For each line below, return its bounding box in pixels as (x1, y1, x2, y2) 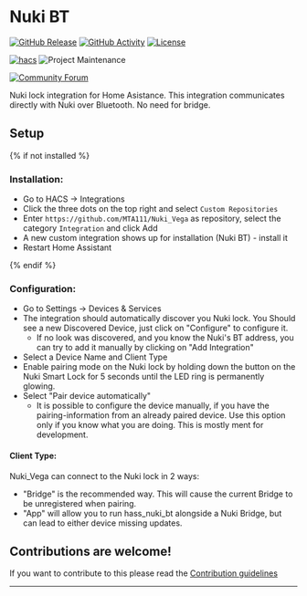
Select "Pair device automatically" (22, 391, 152, 402)
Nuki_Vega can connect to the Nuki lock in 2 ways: (9, 470, 199, 481)
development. (36, 429, 89, 440)
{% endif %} (9, 260, 57, 271)
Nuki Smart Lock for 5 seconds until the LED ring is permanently (22, 371, 265, 382)
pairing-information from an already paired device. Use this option (36, 410, 286, 421)
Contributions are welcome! (9, 543, 172, 559)
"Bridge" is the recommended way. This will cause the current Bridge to (22, 488, 293, 499)
